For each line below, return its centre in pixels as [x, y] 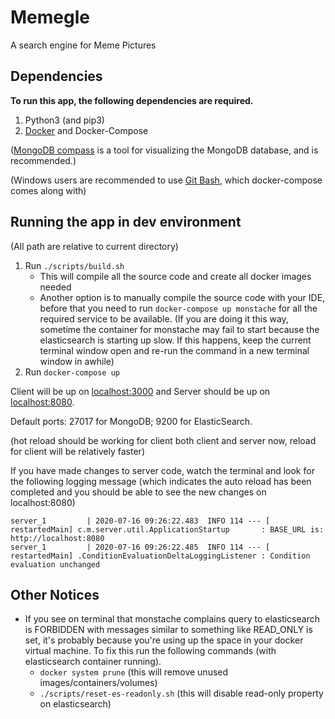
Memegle [50, 17]
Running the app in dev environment [126, 222]
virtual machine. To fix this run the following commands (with [150, 651]
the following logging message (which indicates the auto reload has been [161, 481]
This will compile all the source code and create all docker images [175, 276]
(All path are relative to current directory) [94, 246]
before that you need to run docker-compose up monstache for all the [178, 308]
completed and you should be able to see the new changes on [138, 492]
